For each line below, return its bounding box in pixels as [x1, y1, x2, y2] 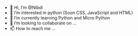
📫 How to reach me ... [9, 26, 56, 31]
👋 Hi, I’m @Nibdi [9, 5, 43, 10]
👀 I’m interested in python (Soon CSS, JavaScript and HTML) [9, 10, 133, 16]
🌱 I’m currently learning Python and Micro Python [9, 15, 110, 20]
